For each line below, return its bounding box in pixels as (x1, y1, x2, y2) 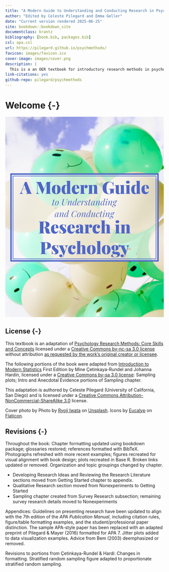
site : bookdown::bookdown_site (5, 24, 71, 29)
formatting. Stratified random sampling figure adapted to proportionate (5, 556, 152, 562)
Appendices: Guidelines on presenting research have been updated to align (5, 508, 162, 514)
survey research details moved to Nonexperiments (12, 499, 117, 505)
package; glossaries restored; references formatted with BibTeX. (5, 446, 139, 452)
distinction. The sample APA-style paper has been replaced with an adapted (5, 525, 163, 531)
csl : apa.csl (5, 40, 33, 45)
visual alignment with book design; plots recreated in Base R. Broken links (5, 457, 158, 463)
